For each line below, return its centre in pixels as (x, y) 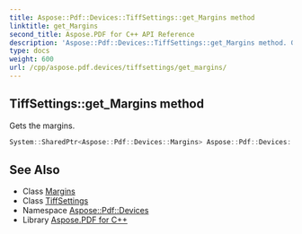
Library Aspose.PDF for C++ (75, 220)
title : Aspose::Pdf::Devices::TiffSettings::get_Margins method (132, 17)
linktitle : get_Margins (54, 26)
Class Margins (49, 191)
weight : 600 (31, 59)
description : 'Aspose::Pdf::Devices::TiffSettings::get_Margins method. (148, 43)
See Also (35, 170)
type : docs (30, 51)
